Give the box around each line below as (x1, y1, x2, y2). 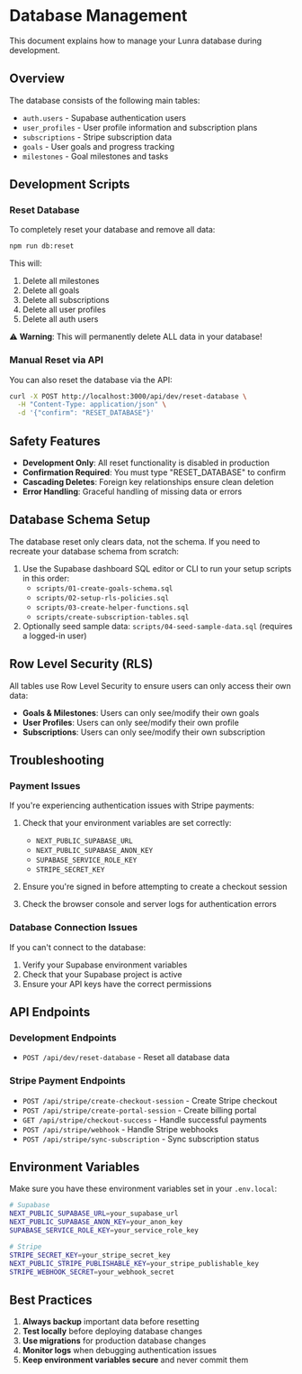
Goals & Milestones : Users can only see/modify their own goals (22, 707, 260, 718)
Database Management (9, 5, 188, 26)
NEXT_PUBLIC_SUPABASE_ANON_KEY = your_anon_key (9, 1218, 182, 1227)
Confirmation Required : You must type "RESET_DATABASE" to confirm (22, 467, 286, 478)
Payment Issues (9, 779, 81, 792)
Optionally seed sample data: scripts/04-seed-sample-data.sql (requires (22, 620, 293, 631)
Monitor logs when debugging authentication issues (22, 1345, 218, 1356)
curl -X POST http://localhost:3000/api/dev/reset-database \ (9, 391, 247, 401)
